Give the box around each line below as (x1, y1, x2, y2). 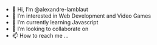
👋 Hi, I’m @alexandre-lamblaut (12, 6, 88, 13)
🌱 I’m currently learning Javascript (12, 19, 99, 26)
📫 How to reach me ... (12, 32, 69, 39)
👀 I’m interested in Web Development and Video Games (12, 12, 151, 19)
